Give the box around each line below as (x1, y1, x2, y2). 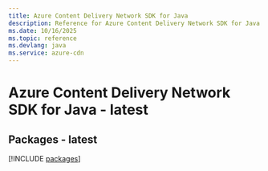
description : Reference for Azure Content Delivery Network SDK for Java (8, 19, 261, 27)
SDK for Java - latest (8, 101, 148, 119)
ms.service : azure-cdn (8, 49, 84, 57)
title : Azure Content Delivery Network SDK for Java (8, 11, 189, 20)
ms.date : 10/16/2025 (8, 26, 78, 35)
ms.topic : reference (8, 34, 78, 43)
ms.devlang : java (8, 42, 67, 50)
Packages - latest (8, 132, 98, 146)
